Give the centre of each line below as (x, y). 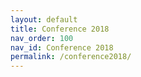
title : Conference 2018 (60, 29)
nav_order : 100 (42, 38)
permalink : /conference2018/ (71, 57)
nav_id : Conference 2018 (62, 47)
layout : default (44, 19)
